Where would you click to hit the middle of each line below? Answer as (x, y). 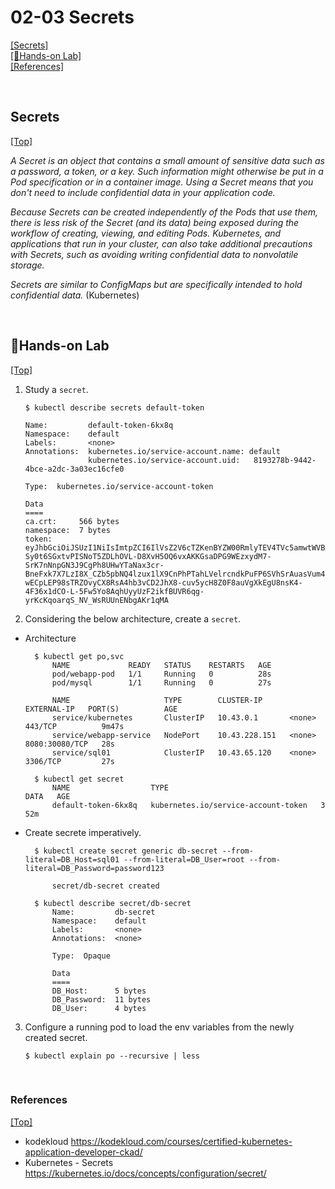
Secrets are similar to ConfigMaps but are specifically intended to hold (156, 284)
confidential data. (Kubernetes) (75, 295)
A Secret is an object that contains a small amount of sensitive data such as (167, 160)
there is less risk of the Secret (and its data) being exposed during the (155, 222)
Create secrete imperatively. (83, 832)
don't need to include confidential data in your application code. (143, 192)
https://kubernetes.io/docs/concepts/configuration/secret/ (145, 1173)
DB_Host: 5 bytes (99, 991)
